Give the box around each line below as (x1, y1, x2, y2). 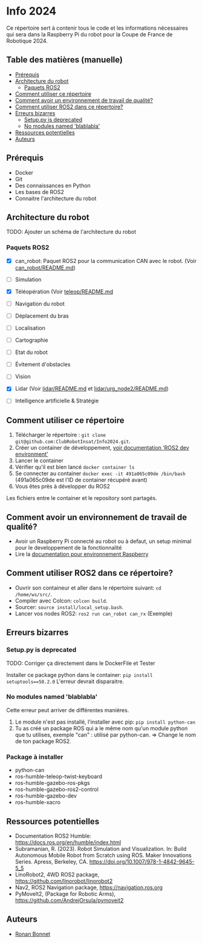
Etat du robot (14, 348, 48, 356)
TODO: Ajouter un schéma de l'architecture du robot (6, 228, 137, 236)
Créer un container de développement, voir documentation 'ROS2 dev (14, 444, 189, 452)
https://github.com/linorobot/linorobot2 (14, 877, 113, 884)
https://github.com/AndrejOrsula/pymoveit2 (14, 896, 124, 904)
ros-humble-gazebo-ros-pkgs (14, 779, 91, 787)
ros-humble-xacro (14, 799, 61, 806)
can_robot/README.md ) (14, 264, 76, 271)
